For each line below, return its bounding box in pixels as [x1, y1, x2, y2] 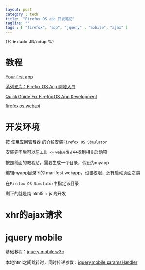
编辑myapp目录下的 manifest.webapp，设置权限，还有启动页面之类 [5, 170, 141, 176]
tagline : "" [5, 21, 30, 26]
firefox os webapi [5, 103, 40, 109]
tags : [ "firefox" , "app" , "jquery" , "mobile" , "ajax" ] [5, 25, 128, 30]
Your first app [5, 74, 33, 80]
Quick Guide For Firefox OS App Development [5, 94, 98, 100]
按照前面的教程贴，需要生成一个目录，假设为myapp [5, 160, 109, 165]
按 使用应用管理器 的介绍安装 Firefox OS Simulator [5, 139, 108, 145]
